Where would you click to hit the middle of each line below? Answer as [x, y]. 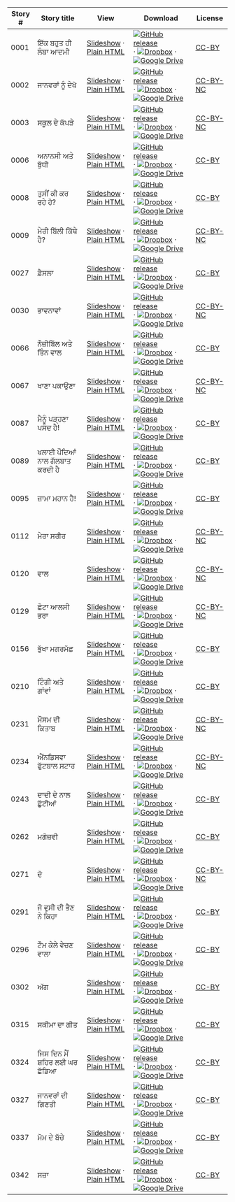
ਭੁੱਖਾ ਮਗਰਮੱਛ [55, 649]
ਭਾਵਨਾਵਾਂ [49, 310]
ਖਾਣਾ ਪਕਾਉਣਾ [56, 386]
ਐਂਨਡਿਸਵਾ [52, 757]
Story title [58, 18]
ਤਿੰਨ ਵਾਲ [50, 352]
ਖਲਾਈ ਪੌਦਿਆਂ [57, 452]
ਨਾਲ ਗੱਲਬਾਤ [54, 461]
